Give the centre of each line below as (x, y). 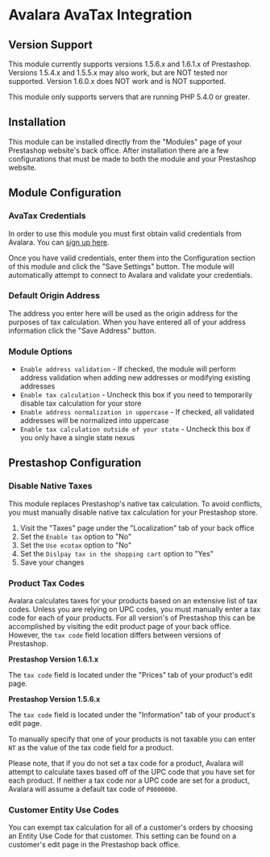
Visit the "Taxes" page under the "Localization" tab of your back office (137, 527)
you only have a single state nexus (77, 438)
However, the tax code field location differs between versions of (115, 635)
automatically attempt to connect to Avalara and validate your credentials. (131, 275)
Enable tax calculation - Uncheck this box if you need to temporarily (136, 395)
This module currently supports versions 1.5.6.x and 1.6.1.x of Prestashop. (130, 64)
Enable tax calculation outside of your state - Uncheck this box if (135, 429)
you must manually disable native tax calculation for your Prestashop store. (133, 512)
